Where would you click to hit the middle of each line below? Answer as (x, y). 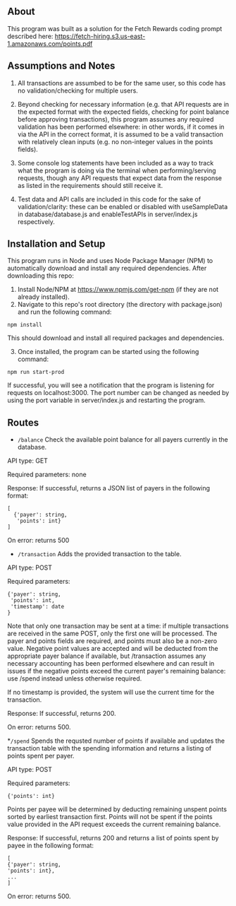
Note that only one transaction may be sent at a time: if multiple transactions (118, 626)
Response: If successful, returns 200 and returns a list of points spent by (113, 838)
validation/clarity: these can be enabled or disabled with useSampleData (123, 206)
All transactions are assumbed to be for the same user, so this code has (122, 83)
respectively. (36, 221)
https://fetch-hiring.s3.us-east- (100, 36)
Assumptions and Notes (61, 66)
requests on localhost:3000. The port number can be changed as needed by (118, 393)
